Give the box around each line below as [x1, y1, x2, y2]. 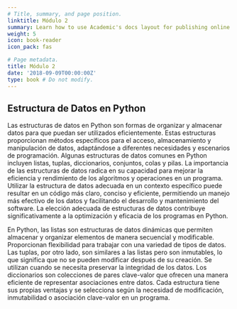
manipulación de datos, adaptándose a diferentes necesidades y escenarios [7, 143, 231, 153]
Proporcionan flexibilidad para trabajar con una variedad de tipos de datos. [7, 241, 226, 249]
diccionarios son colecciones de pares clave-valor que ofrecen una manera [7, 271, 228, 279]
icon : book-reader [7, 37, 62, 44]
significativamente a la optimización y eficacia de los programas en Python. [7, 212, 228, 220]
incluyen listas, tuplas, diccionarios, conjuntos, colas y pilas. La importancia [7, 159, 228, 168]
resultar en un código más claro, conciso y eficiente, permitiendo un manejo [7, 189, 231, 197]
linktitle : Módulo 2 [7, 17, 69, 24]
